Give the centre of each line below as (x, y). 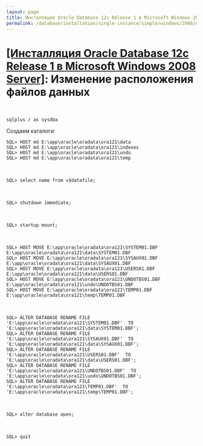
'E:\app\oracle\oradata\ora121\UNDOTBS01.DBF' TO (71, 371)
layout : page (23, 12)
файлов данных (48, 92)
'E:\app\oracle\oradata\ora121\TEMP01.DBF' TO (67, 387)
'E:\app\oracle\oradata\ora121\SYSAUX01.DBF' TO (70, 339)
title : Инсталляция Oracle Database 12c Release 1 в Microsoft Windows (98, 18)
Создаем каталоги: (31, 131)
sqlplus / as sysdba (32, 120)
